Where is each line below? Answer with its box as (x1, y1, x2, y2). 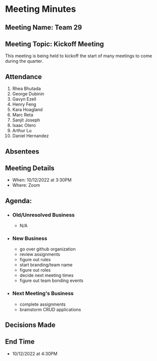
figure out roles (19, 267, 51, 273)
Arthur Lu (12, 127, 32, 134)
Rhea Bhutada (12, 85, 41, 92)
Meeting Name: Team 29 (5, 23, 82, 32)
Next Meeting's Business (12, 290, 74, 297)
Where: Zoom (12, 182, 40, 188)
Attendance (5, 73, 42, 81)
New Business (12, 235, 48, 242)
